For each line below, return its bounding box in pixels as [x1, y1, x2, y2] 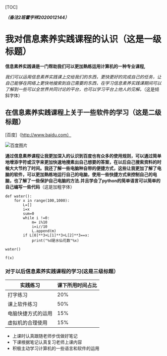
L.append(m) [31, 228, 56, 234]
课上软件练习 [7, 301, 38, 308]
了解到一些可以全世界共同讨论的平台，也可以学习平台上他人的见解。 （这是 [5, 86, 155, 92]
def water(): [5, 193, 32, 199]
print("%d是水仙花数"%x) [31, 238, 79, 243]
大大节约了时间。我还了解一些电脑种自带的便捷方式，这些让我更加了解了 [9, 165, 157, 171]
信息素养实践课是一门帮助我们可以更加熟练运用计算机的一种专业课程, [5, 63, 146, 69]
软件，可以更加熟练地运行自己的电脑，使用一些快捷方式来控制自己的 [13, 171, 153, 178]
